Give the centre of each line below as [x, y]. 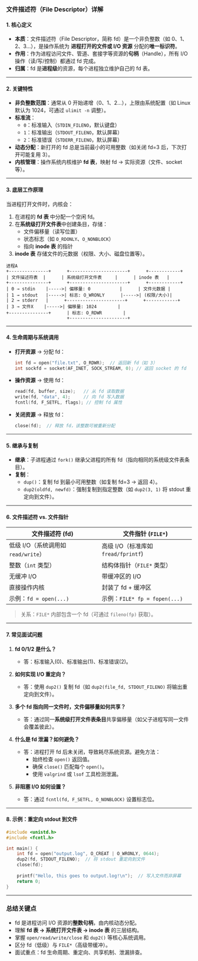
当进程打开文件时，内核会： [40, 204]
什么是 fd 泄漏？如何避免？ [47, 739]
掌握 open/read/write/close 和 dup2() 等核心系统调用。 [82, 937]
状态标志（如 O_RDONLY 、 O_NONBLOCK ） [69, 238]
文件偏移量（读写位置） [52, 231]
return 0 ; [29, 881]
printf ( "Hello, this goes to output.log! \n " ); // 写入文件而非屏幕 [99, 876]
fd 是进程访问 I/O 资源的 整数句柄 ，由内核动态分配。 [77, 923]
